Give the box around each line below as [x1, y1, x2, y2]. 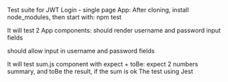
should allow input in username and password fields [7, 47, 155, 55]
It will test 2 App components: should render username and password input [7, 27, 221, 34]
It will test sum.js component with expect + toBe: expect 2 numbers [7, 60, 198, 68]
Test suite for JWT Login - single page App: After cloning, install [7, 6, 189, 14]
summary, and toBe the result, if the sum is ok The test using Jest [7, 68, 194, 75]
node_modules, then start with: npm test [7, 13, 122, 21]
